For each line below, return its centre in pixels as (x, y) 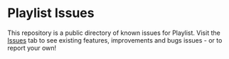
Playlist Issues (51, 13)
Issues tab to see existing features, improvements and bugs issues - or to (115, 40)
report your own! (32, 48)
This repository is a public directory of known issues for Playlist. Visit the (114, 33)
